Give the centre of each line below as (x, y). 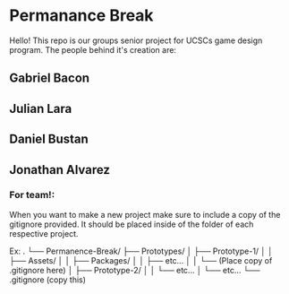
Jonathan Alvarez (59, 170)
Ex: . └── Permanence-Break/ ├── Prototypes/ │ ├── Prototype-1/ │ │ (141, 251)
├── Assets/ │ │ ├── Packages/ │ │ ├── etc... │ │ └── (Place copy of (141, 260)
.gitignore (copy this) (48, 280)
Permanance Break (81, 16)
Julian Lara (41, 108)
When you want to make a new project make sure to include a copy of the (145, 214)
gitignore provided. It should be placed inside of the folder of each (132, 224)
